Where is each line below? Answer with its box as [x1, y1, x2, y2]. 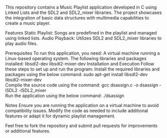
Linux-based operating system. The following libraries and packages [5, 55, 146, 61]
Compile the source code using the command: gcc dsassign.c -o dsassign [5, 82, 158, 88]
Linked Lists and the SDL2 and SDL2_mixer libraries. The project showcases [5, 9, 162, 15]
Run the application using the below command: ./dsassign [5, 92, 124, 98]
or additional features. [5, 128, 51, 134]
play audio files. [5, 40, 38, 46]
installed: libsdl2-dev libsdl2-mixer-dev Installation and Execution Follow [5, 61, 154, 66]
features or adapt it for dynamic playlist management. [5, 113, 116, 119]
